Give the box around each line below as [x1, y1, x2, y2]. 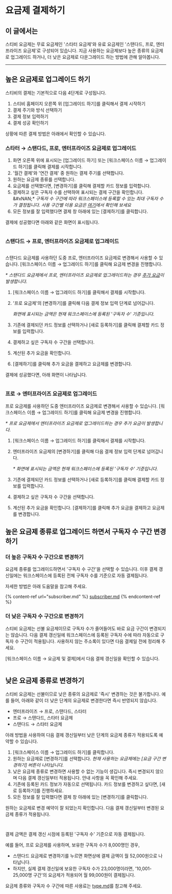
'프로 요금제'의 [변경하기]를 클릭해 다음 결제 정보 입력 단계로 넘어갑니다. [12, 300, 155, 306]
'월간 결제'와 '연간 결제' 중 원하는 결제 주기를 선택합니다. [12, 170, 125, 176]
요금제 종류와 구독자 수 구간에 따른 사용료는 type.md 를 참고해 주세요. [5, 883, 142, 889]
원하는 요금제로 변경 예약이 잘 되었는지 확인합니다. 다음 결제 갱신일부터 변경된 [5, 804, 159, 811]
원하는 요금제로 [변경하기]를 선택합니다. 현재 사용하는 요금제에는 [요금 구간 [12, 755, 161, 762]
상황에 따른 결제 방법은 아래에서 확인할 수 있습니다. [5, 130, 106, 137]
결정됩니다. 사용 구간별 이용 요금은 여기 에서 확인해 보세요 [18, 202, 132, 208]
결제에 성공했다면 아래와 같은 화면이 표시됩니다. [5, 219, 100, 226]
